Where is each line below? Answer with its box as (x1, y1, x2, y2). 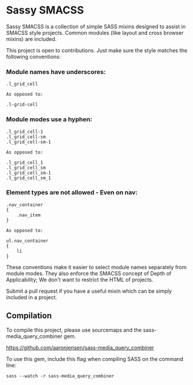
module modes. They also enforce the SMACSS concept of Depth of (6, 270, 172, 277)
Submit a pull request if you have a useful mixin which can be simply (6, 287, 172, 294)
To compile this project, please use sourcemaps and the (6, 326, 142, 333)
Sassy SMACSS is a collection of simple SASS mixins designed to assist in (6, 23, 186, 30)
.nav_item (16, 212, 41, 218)
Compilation (6, 311, 52, 321)
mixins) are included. (6, 35, 57, 42)
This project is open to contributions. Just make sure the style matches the (6, 46, 188, 53)
